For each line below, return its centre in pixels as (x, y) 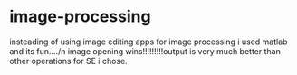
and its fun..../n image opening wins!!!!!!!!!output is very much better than (145, 51)
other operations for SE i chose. (69, 61)
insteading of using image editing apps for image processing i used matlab (148, 42)
